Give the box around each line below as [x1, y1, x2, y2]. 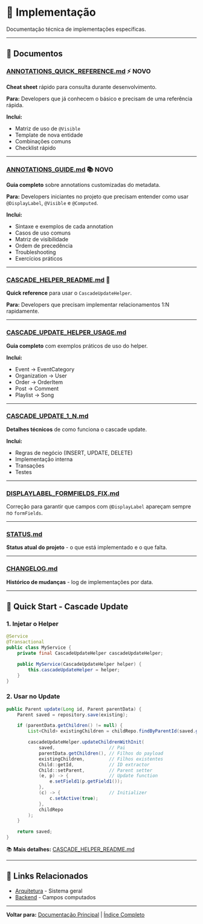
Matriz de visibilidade [14, 235, 68, 242]
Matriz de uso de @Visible [14, 125, 80, 132]
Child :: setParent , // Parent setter [38, 767, 153, 773]
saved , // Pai [38, 745, 126, 751]
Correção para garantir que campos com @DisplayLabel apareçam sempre [6, 503, 192, 510]
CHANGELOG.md [6, 565, 58, 573]
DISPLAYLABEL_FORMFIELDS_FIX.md [6, 489, 120, 498]
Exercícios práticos [14, 255, 63, 262]
